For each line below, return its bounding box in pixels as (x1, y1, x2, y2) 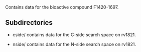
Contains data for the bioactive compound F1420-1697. (5, 4, 119, 10)
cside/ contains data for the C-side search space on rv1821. (12, 32, 136, 38)
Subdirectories (5, 18, 53, 27)
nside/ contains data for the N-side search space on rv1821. (12, 41, 136, 47)
